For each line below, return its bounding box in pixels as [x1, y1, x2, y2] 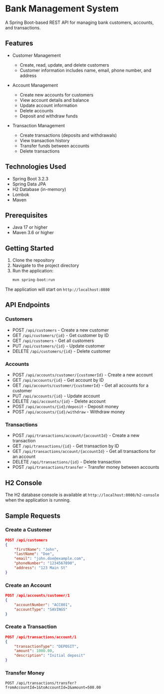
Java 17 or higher [12, 224, 48, 230]
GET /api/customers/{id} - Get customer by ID [12, 332, 109, 338]
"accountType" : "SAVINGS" [14, 607, 68, 612]
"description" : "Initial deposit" [14, 653, 85, 658]
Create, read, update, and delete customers [19, 62, 109, 68]
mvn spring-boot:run [12, 277, 55, 282]
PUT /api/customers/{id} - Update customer [12, 343, 105, 348]
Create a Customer [5, 526, 52, 533]
